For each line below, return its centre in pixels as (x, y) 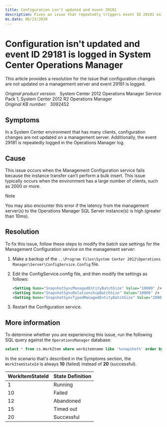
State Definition (73, 376)
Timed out (65, 409)
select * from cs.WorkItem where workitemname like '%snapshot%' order (81, 349)
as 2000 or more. (23, 186)
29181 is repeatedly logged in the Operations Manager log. (65, 143)
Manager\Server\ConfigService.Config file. (56, 264)
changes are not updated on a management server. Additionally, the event (81, 137)
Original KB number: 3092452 (37, 104)
